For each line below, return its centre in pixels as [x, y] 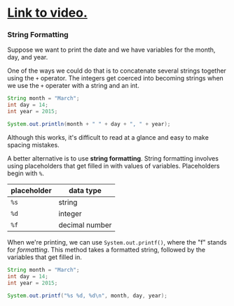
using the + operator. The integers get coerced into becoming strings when [116, 78]
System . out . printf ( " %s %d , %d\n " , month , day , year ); [88, 296]
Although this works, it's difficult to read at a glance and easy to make [108, 137]
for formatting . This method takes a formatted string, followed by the [106, 249]
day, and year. [28, 57]
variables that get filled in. [44, 257]
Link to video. [47, 13]
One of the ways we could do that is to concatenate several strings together [117, 71]
